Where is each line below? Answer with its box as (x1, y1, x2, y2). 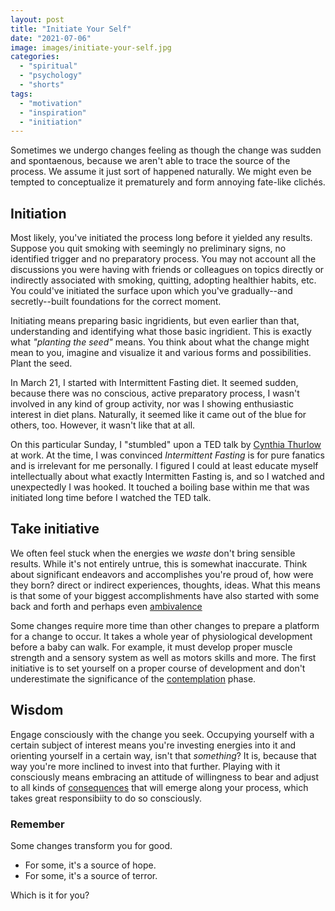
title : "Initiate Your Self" (10, 24, 132, 34)
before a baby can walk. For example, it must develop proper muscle (10, 641, 293, 653)
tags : (10, 89, 33, 99)
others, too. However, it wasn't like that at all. (10, 419, 196, 431)
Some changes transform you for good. (10, 839, 173, 851)
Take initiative (10, 521, 100, 538)
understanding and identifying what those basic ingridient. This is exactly (10, 326, 312, 338)
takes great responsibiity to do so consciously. (10, 792, 202, 804)
